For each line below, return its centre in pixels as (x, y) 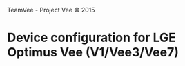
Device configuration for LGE (91, 38)
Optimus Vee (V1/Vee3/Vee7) (93, 53)
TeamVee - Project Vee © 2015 (51, 10)
